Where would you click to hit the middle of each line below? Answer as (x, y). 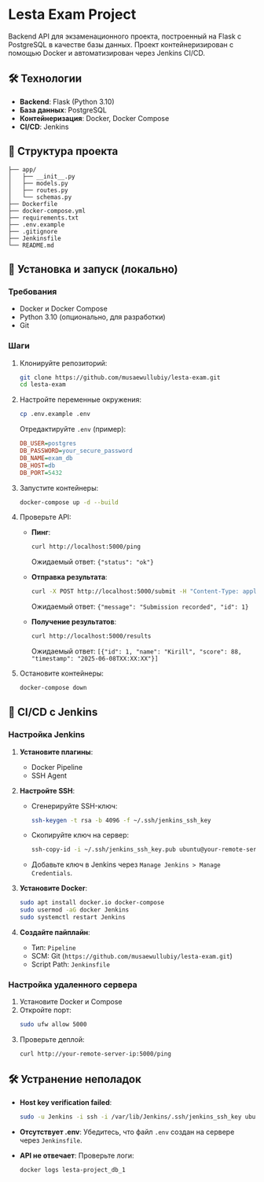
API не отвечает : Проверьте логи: (77, 1155)
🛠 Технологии (45, 79)
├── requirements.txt (44, 218)
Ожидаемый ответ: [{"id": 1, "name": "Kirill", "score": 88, (136, 651)
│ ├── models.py (38, 183)
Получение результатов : (74, 622)
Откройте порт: (46, 1010)
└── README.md (31, 245)
